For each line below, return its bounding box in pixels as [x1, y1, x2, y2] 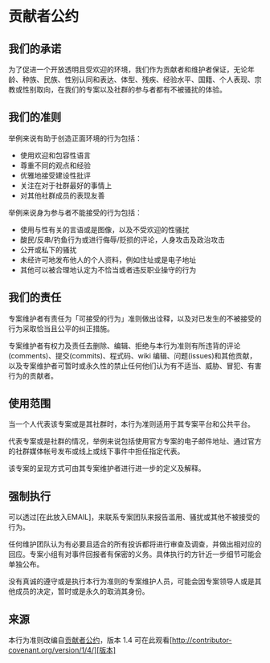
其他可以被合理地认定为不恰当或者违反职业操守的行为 [19, 264, 197, 274]
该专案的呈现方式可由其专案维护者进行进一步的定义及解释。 [8, 464, 206, 473]
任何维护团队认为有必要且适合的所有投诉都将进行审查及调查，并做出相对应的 [8, 539, 262, 549]
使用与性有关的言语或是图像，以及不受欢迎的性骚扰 [19, 224, 190, 234]
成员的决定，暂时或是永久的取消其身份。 [14, 587, 149, 596]
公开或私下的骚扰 [19, 244, 77, 254]
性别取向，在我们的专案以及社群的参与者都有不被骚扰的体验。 [22, 85, 227, 94]
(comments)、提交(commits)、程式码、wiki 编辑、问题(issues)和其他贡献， [8, 350, 257, 360]
